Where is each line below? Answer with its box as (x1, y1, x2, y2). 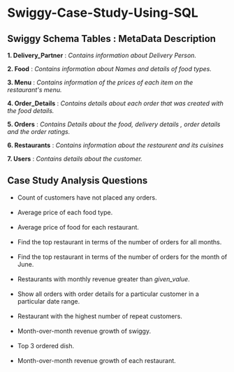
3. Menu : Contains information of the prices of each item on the (7, 78, 193, 87)
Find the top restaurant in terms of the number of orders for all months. (17, 237, 222, 246)
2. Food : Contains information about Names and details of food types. (7, 65, 212, 73)
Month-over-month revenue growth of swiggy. (17, 327, 152, 335)
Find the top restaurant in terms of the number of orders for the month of (17, 253, 228, 261)
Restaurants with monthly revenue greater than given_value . (17, 274, 190, 283)
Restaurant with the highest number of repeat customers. (17, 312, 183, 320)
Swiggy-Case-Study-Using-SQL (7, 5, 199, 21)
